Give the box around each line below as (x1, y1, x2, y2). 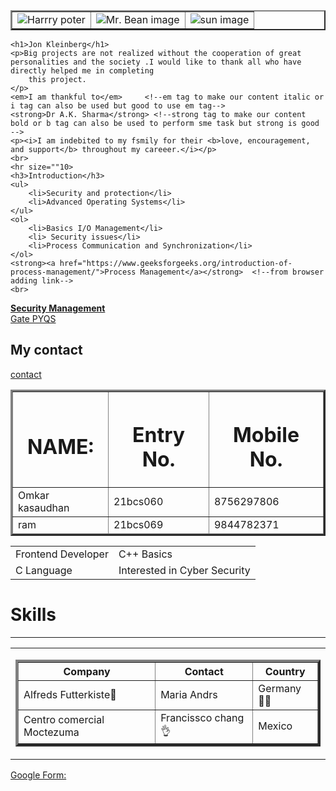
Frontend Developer (15, 547, 109, 561)
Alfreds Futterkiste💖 (23, 687, 117, 701)
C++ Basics (118, 547, 173, 561)
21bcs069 (113, 518, 164, 532)
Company (63, 664, 111, 678)
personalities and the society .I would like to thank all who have (10, 57, 302, 67)
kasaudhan (18, 501, 70, 515)
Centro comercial (23, 713, 105, 727)
